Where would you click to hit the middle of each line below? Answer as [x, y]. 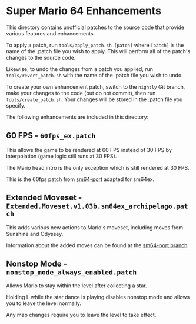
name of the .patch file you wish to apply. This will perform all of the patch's [98, 51]
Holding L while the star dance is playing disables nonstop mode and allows [98, 297]
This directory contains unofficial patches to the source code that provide [95, 27]
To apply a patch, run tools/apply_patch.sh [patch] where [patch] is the [95, 45]
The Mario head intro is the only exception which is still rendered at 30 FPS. [98, 167]
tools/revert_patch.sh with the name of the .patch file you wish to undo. [95, 75]
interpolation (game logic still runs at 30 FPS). [62, 156]
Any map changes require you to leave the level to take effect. [81, 315]
